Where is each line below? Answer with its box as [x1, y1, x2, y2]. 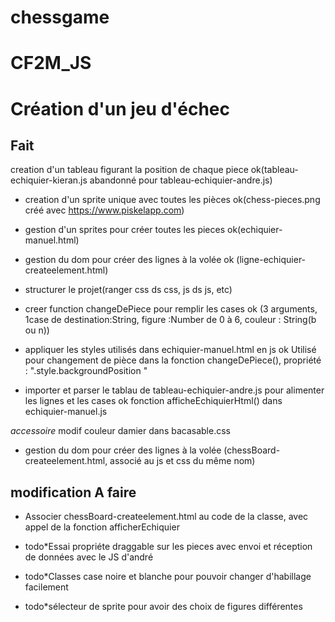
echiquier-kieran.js [10, 174, 88, 186]
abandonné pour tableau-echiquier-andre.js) [89, 174, 273, 186]
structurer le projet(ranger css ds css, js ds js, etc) [24, 284, 233, 296]
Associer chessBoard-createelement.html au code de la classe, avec [24, 511, 309, 523]
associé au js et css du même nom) [109, 455, 256, 467]
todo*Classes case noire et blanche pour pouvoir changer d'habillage [24, 571, 312, 583]
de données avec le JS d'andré [24, 551, 154, 563]
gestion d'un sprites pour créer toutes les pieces [24, 224, 226, 236]
